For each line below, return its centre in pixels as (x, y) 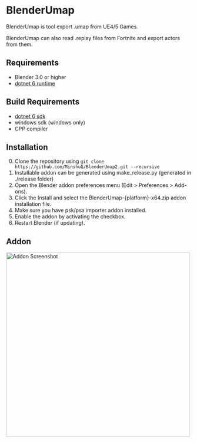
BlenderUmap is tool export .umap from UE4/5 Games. (72, 27)
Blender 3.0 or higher (40, 77)
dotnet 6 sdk (30, 116)
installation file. (33, 204)
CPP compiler (31, 129)
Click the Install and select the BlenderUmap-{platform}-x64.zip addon (100, 198)
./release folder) (34, 179)
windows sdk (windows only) (50, 122)
